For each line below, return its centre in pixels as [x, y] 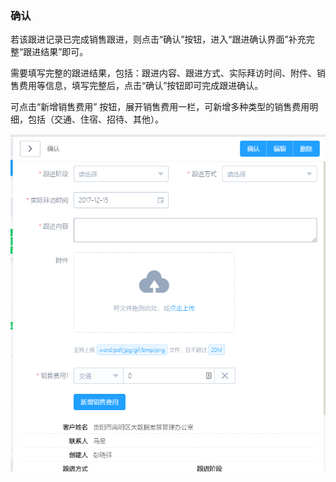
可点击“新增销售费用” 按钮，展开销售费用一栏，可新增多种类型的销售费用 [160, 107]
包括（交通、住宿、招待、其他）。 [95, 119]
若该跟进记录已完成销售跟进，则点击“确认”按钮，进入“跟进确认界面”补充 [158, 39]
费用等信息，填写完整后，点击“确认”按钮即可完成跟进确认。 [141, 86]
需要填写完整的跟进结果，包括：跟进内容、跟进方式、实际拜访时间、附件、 [163, 73]
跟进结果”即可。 [56, 52]
